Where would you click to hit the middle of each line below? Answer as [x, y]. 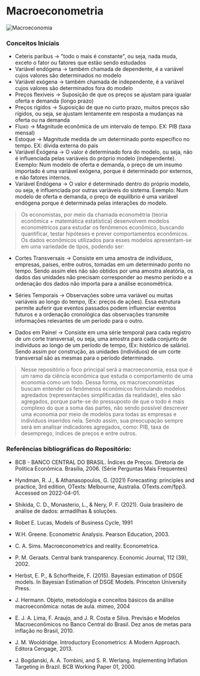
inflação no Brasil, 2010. [44, 630]
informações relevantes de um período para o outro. [79, 321]
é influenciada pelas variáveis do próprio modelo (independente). [96, 158]
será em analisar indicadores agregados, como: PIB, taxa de [95, 427]
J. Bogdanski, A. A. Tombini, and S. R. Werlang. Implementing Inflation [101, 660]
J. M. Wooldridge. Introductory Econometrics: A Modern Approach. [98, 642]
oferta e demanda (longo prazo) [54, 101]
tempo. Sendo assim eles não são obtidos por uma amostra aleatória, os [104, 271]
